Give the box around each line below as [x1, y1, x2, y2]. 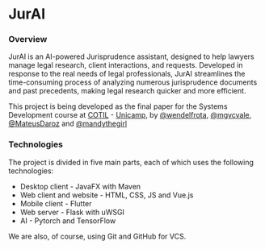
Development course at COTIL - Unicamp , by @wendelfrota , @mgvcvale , [8, 110, 252, 120]
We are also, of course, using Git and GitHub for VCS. [8, 231, 187, 241]
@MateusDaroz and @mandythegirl [8, 118, 128, 129]
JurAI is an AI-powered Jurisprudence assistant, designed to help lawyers [8, 52, 254, 61]
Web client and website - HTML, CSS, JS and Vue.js [19, 190, 194, 200]
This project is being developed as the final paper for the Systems [8, 102, 228, 111]
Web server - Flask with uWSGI [19, 207, 125, 217]
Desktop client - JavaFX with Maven [19, 181, 141, 191]
